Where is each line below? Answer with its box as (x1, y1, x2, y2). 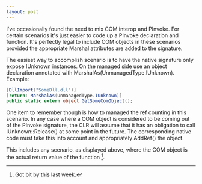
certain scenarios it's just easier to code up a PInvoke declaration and (6, 31, 179, 39)
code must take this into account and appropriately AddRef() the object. (6, 135, 185, 142)
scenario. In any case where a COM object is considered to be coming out (6, 115, 190, 123)
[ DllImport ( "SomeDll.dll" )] (6, 87, 77, 93)
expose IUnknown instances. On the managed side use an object (6, 63, 167, 70)
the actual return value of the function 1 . (6, 153, 105, 161)
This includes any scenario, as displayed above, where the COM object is (6, 146, 188, 153)
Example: (6, 75, 29, 82)
